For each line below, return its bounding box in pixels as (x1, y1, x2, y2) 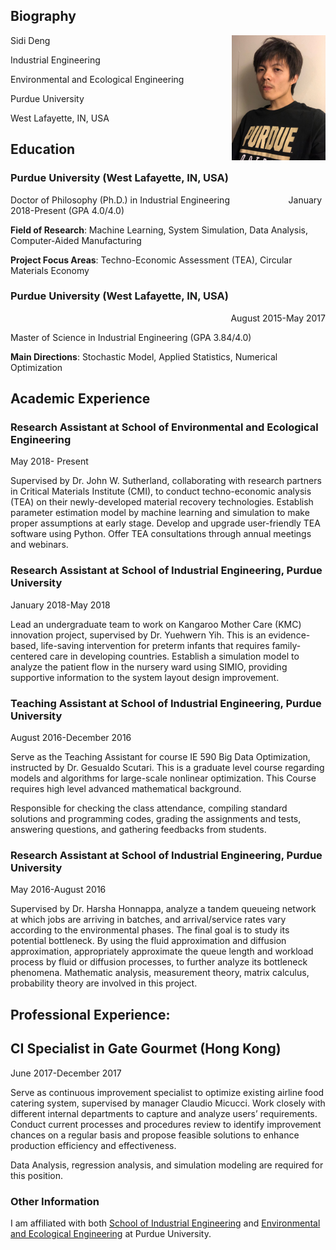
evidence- (268, 629, 311, 641)
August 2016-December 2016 (10, 732, 132, 744)
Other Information (10, 1194, 100, 1208)
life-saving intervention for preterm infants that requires (40, 639, 270, 651)
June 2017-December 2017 (10, 1067, 122, 1079)
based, (10, 639, 39, 651)
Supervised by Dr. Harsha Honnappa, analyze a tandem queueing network (10, 903, 317, 915)
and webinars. (10, 539, 69, 551)
